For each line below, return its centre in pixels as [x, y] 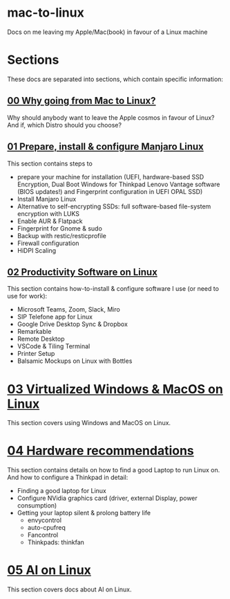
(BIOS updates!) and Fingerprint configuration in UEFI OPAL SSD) [110, 191]
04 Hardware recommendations [101, 451]
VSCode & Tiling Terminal [54, 346]
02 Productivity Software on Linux [82, 272]
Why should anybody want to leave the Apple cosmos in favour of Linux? [111, 117]
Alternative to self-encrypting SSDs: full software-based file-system [114, 206]
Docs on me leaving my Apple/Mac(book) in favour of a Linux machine [107, 32]
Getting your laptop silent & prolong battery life [84, 513]
